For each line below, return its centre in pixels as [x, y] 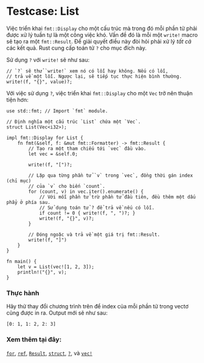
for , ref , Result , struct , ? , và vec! [50, 353]
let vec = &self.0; [53, 154]
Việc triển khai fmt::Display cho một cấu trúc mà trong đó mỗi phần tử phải [102, 28]
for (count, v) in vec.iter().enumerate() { [86, 192]
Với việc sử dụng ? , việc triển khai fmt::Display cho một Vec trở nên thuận [100, 93]
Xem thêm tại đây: [34, 340]
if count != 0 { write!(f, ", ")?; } [87, 213]
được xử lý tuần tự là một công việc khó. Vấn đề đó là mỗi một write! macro [102, 34]
